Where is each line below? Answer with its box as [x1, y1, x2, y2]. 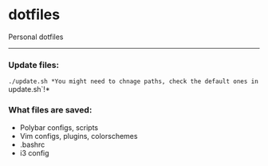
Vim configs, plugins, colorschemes [19, 131, 138, 140]
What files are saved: [8, 105, 93, 116]
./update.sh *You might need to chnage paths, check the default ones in [8, 77, 259, 85]
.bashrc [19, 140, 45, 149]
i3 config [19, 148, 49, 157]
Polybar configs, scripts [19, 122, 99, 132]
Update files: [8, 59, 60, 70]
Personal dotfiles [8, 32, 64, 41]
